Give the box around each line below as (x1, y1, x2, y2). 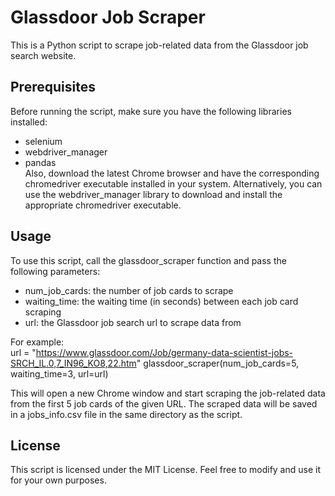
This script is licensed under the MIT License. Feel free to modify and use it (10, 464, 322, 476)
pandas (24, 156, 57, 168)
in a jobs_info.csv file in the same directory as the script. (10, 408, 243, 420)
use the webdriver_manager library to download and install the (24, 188, 283, 200)
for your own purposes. (10, 474, 107, 486)
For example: (10, 336, 65, 348)
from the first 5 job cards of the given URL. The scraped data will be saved (10, 397, 318, 410)
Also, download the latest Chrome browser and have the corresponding (24, 167, 320, 179)
